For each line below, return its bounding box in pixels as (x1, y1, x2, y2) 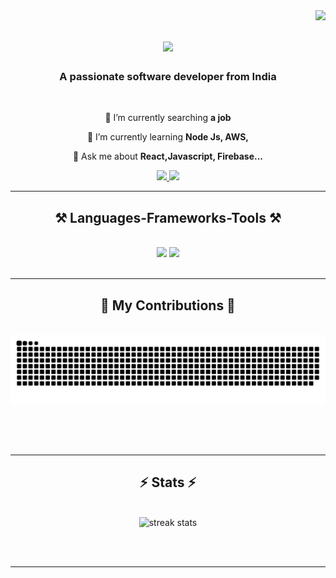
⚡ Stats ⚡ (139, 474, 197, 491)
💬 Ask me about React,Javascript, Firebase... (72, 150, 264, 163)
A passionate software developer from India (59, 70, 277, 84)
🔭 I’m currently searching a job (104, 112, 232, 124)
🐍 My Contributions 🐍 (100, 297, 236, 314)
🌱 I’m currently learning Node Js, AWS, (86, 131, 250, 143)
